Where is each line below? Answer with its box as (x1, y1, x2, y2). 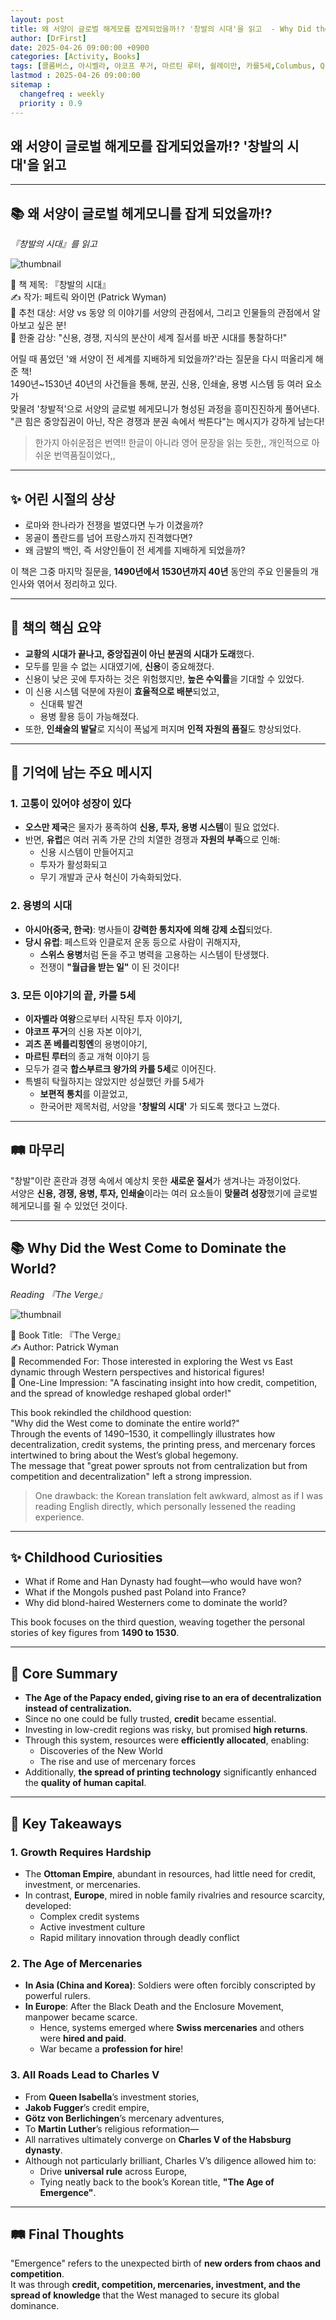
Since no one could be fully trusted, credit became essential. (24, 1713, 277, 1725)
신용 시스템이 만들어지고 (39, 846, 135, 858)
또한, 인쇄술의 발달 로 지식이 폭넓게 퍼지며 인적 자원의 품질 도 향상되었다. (24, 722, 302, 735)
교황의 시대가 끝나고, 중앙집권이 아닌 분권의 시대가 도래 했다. (24, 647, 255, 660)
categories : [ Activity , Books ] (10, 52, 141, 62)
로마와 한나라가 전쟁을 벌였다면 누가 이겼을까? (24, 519, 204, 531)
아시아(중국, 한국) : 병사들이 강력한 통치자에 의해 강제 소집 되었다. (24, 923, 273, 935)
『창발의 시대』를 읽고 (10, 238, 98, 250)
